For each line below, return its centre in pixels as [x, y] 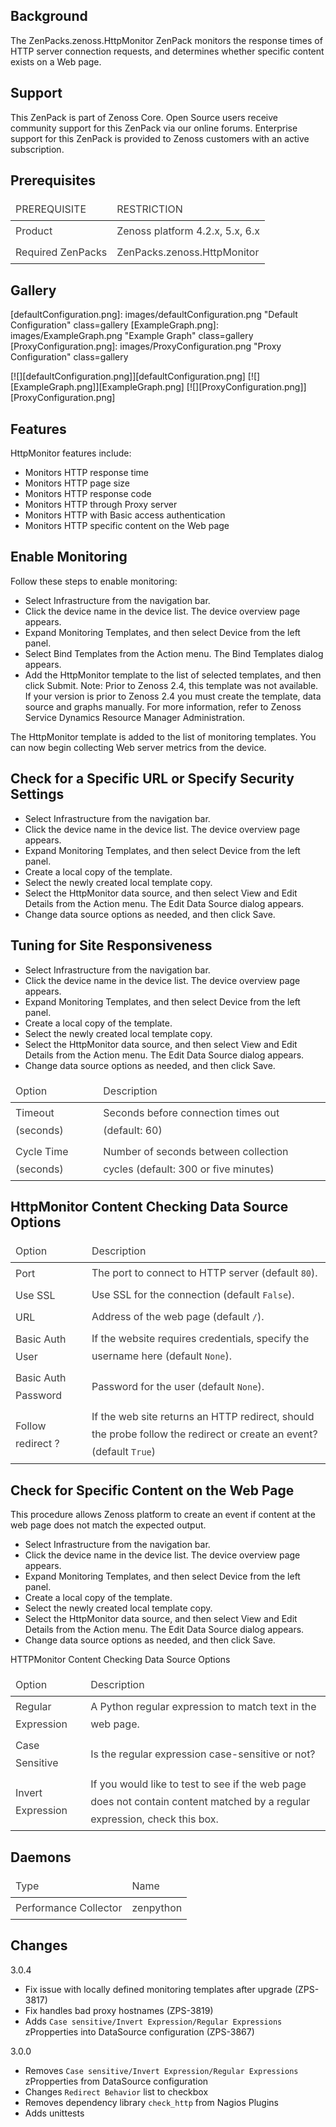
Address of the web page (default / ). [178, 1317]
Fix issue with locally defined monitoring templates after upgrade [158, 1989]
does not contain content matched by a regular [200, 1802]
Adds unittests [54, 2113]
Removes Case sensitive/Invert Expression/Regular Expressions [161, 2070]
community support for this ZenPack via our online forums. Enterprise [154, 128]
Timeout [35, 1112]
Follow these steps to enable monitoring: [94, 581]
